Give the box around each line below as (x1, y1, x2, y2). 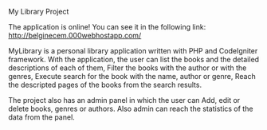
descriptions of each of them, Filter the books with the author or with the (8, 63, 247, 73)
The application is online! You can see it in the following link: (8, 22, 206, 31)
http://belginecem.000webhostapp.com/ (8, 31, 142, 40)
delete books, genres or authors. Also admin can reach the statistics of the (8, 104, 253, 113)
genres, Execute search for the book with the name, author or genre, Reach (8, 72, 257, 81)
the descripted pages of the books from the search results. (8, 80, 202, 89)
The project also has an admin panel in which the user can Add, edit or (8, 96, 241, 104)
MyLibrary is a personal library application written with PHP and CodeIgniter (8, 46, 258, 55)
